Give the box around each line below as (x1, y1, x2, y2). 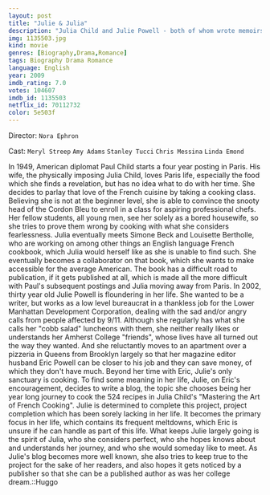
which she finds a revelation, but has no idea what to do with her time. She (8, 179, 256, 189)
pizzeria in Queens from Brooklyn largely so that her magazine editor (8, 350, 236, 359)
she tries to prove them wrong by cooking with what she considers (8, 221, 229, 231)
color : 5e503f (8, 109, 56, 117)
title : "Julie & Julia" (8, 19, 88, 27)
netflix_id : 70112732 (8, 101, 81, 109)
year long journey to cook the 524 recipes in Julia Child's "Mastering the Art (8, 392, 260, 401)
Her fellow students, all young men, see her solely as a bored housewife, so (8, 213, 259, 222)
